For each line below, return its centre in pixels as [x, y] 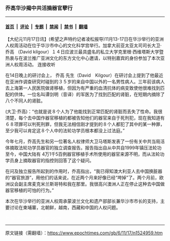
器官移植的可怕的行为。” [30, 190]
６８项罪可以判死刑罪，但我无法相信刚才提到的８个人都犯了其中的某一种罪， [85, 124]
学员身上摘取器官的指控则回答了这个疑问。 [50, 160]
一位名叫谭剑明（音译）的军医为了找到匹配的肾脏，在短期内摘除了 [96, 94]
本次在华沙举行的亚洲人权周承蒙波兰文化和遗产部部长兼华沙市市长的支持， [83, 201]
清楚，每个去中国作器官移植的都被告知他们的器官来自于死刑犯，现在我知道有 [85, 117]
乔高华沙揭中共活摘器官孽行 [39, 8]
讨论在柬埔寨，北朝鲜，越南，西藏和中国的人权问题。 [65, 207]
